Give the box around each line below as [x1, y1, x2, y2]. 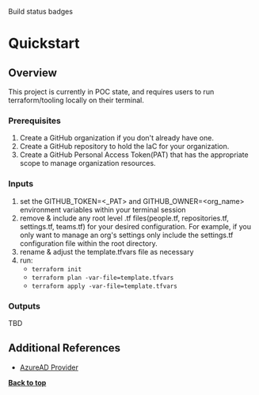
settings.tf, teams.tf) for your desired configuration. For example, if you [19, 221, 252, 231]
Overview [8, 66, 58, 79]
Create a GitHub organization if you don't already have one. [19, 133, 214, 143]
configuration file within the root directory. [19, 238, 158, 248]
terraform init [31, 265, 82, 273]
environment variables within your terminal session [19, 205, 186, 214]
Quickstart [8, 35, 81, 52]
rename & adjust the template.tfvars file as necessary [19, 247, 194, 256]
